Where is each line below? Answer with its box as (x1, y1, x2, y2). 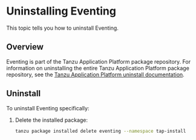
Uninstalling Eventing (6, 4, 117, 18)
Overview (6, 42, 44, 52)
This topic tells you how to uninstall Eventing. (6, 24, 119, 32)
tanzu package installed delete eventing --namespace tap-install (15, 128, 186, 134)
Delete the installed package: (15, 116, 88, 124)
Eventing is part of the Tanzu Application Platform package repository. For (6, 58, 191, 65)
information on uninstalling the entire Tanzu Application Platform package (6, 64, 189, 72)
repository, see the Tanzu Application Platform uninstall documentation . (6, 71, 185, 78)
